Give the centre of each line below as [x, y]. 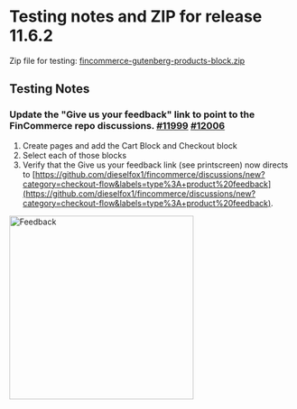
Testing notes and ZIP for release [136, 17]
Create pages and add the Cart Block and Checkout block [130, 145]
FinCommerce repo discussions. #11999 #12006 [117, 126]
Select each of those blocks [74, 155]
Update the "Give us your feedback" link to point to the [132, 114]
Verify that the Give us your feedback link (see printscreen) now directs [155, 165]
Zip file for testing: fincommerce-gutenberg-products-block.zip [127, 60]
